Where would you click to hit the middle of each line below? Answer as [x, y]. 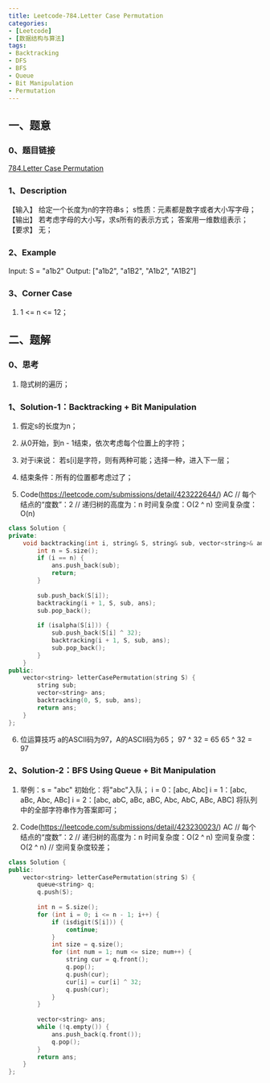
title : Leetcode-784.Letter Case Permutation [86, 16]
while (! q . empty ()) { [74, 1027]
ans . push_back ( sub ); [86, 566]
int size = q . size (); [88, 945]
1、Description [37, 190]
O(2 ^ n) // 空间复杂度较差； [66, 847]
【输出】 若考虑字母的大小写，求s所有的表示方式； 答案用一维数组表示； [129, 220]
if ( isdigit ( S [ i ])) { [88, 922]
